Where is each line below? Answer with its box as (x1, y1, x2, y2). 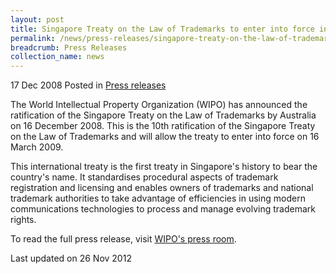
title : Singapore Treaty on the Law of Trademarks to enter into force (10, 24, 315, 34)
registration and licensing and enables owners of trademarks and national (10, 182, 314, 194)
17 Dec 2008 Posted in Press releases (10, 79, 167, 91)
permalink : (10, 33, 56, 43)
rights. (10, 214, 37, 226)
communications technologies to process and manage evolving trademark (10, 203, 316, 215)
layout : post (10, 14, 65, 25)
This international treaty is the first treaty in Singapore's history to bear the (10, 161, 318, 173)
